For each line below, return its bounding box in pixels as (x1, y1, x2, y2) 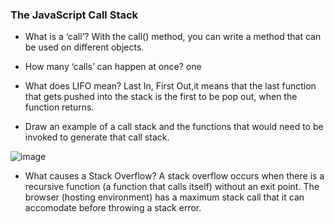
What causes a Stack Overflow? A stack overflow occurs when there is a (24, 170, 325, 182)
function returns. (24, 101, 95, 113)
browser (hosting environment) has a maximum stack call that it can (24, 191, 305, 203)
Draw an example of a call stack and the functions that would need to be (24, 121, 324, 133)
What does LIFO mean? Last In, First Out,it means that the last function (24, 80, 317, 92)
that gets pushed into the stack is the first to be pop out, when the (24, 91, 298, 103)
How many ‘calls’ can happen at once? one (24, 61, 202, 73)
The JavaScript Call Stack (10, 8, 139, 22)
